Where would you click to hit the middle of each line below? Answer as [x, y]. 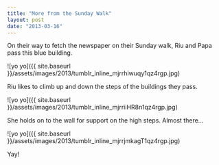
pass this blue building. [40, 53]
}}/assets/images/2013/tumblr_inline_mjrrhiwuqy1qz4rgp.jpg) [94, 73]
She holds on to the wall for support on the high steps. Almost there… [105, 120]
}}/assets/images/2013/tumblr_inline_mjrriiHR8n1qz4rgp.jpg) [93, 107]
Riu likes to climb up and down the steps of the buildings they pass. [102, 87]
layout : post [26, 20]
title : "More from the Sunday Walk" [59, 13]
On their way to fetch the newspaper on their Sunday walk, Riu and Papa [110, 46]
